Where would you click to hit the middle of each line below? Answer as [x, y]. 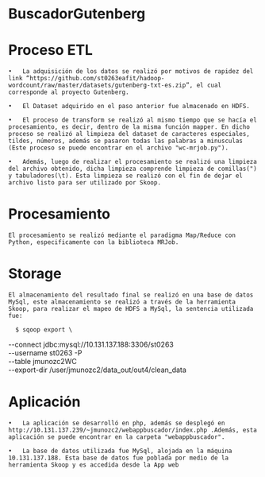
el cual [209, 85]
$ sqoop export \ [44, 330]
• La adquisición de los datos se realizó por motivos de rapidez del [131, 72]
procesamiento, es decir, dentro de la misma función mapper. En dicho [129, 127]
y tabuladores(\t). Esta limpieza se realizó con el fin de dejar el [126, 176]
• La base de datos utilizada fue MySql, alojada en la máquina [120, 451]
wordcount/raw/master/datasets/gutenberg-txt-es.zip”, [101, 85]
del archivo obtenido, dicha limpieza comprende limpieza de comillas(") [133, 169]
